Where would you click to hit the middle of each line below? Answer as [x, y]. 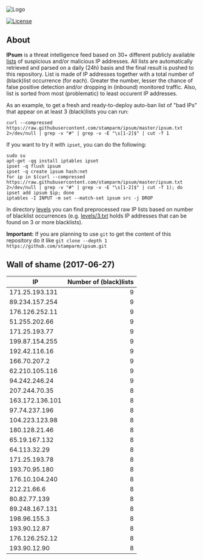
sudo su [16, 155]
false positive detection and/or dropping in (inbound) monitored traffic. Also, [101, 87]
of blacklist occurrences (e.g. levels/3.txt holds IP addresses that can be [97, 216]
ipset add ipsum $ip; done [40, 193]
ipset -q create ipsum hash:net [47, 172]
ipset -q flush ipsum [34, 166]
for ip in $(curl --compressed [46, 177]
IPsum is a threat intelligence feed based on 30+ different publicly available [101, 55]
